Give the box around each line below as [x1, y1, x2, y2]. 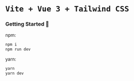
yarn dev [5, 71, 24, 76]
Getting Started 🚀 [5, 21, 50, 28]
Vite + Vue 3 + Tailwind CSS [5, 4, 129, 14]
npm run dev [5, 47, 31, 52]
